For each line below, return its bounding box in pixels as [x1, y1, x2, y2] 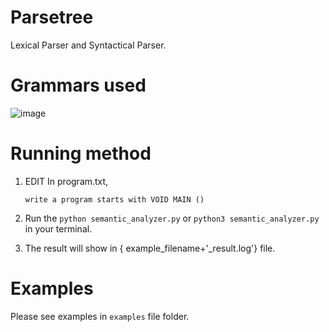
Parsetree [10, 6, 94, 29]
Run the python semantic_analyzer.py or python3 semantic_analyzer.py [24, 212, 320, 224]
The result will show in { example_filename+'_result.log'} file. [24, 242, 276, 254]
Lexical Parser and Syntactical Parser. [10, 39, 167, 51]
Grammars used [10, 74, 147, 97]
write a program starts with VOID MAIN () [24, 194, 205, 205]
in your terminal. [24, 222, 93, 235]
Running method [10, 142, 152, 165]
